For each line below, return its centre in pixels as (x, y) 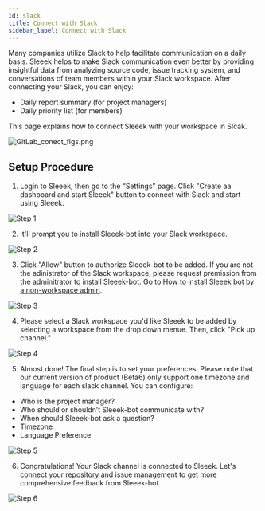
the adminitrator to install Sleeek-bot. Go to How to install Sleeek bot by (137, 282)
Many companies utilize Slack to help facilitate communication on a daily (127, 53)
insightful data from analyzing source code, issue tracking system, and (124, 70)
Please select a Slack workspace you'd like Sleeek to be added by (128, 321)
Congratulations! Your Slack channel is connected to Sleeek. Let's (128, 466)
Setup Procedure (51, 167)
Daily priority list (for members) (71, 111)
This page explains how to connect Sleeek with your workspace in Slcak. (128, 126)
